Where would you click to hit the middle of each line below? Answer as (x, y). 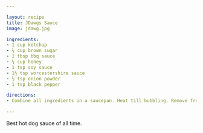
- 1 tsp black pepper (34, 84)
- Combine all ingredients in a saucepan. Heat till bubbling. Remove (97, 101)
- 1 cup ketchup (27, 45)
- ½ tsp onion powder (34, 79)
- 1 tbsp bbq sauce (31, 56)
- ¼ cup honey (24, 62)
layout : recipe (25, 17)
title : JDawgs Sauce (32, 23)
